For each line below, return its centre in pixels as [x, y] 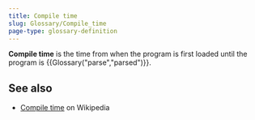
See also [30, 88]
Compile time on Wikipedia [65, 108]
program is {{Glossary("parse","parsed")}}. [80, 62]
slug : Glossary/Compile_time [57, 24]
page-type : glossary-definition [63, 31]
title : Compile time [43, 16]
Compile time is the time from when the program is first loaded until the [128, 54]
